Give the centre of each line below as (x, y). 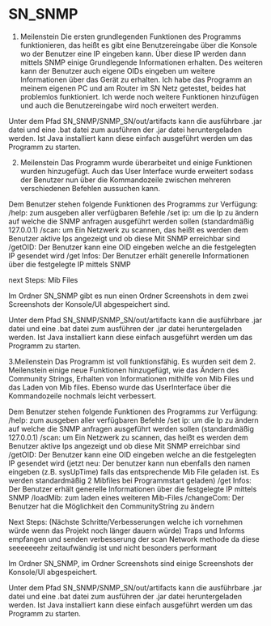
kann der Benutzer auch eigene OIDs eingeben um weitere (118, 70)
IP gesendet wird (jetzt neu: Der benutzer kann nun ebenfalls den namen (129, 463)
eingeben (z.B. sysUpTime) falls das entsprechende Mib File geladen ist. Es (134, 471)
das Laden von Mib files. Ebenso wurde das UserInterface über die (120, 387)
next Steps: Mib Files (43, 279)
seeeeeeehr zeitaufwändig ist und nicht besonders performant (113, 547)
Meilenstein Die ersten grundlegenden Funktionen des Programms (131, 36)
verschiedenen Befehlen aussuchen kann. (90, 188)
